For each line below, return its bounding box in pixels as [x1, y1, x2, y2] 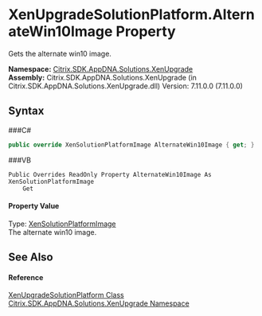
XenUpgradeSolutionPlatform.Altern [8, 6, 255, 24]
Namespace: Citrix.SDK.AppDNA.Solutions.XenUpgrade [8, 64, 194, 73]
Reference [8, 272, 44, 282]
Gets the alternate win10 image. [8, 49, 111, 58]
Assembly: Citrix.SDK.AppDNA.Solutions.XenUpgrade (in [8, 72, 197, 82]
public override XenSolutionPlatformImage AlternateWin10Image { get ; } [8, 141, 255, 149]
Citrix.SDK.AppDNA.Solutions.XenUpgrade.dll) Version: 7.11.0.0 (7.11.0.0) [8, 81, 243, 91]
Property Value [8, 201, 60, 211]
